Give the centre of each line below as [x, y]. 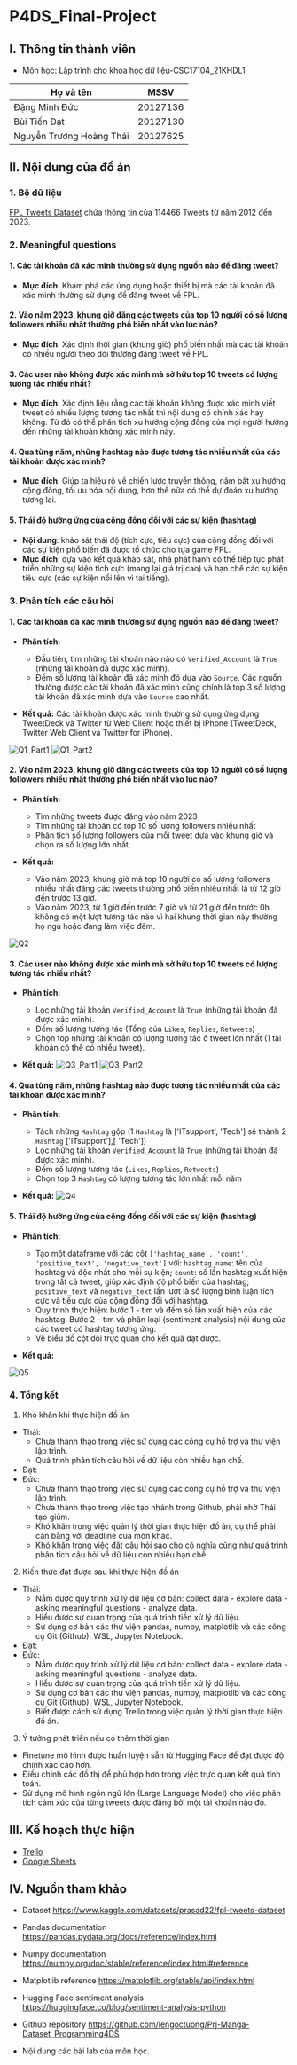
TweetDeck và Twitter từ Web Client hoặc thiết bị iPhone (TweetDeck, [149, 723]
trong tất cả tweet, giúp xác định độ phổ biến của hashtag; [142, 1281]
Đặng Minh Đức [46, 107]
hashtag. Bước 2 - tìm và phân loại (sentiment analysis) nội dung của [160, 1319]
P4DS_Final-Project [83, 16]
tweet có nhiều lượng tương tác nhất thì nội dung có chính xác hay [143, 413]
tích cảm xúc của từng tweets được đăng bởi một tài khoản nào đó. [144, 1802]
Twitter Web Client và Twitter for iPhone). [97, 732]
